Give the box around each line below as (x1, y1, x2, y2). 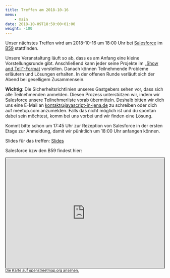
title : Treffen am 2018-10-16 (5, 7, 69, 13)
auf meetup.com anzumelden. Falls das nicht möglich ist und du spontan (5, 108, 156, 114)
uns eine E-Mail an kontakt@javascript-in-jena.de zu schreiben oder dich (5, 102, 157, 108)
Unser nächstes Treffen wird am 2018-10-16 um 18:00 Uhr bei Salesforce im (5, 40, 163, 46)
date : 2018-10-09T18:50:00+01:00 (5, 21, 76, 27)
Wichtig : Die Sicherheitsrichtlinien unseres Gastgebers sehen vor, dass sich (5, 86, 163, 92)
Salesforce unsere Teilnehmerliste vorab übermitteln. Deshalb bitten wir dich (5, 97, 164, 103)
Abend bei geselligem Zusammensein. (5, 77, 85, 83)
